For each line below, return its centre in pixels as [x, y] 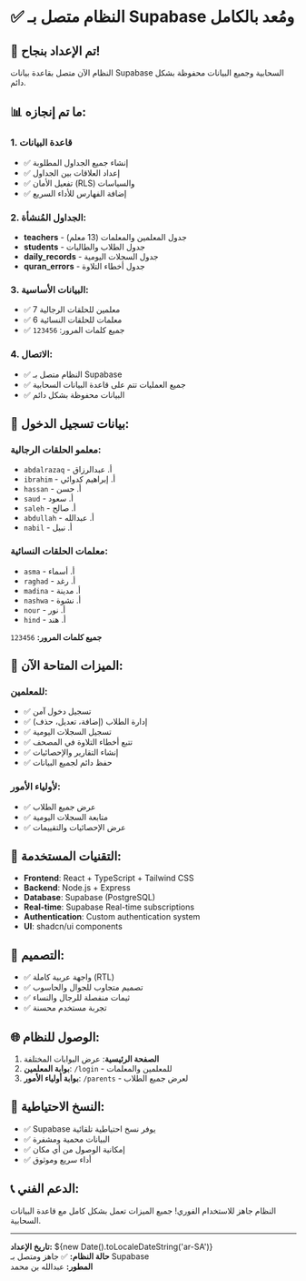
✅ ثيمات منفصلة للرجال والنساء [77, 998]
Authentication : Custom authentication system [112, 917]
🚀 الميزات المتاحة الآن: [67, 665]
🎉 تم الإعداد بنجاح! [55, 51]
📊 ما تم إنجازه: [49, 112]
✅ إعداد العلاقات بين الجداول [72, 173]
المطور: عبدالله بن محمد [52, 1266]
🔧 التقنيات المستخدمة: [66, 856]
